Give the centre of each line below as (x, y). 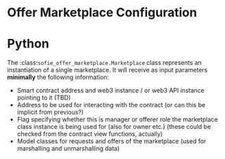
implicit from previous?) (50, 112)
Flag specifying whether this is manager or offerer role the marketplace (117, 119)
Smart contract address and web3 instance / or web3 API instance (111, 91)
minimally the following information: (58, 77)
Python (28, 44)
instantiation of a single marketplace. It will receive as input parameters (107, 70)
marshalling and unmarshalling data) (68, 149)
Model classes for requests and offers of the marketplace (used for (111, 141)
